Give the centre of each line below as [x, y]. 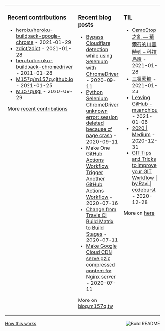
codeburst [144, 190]
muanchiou [145, 110]
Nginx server [101, 276]
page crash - [101, 135]
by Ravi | [142, 183]
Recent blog [95, 18]
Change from [101, 209]
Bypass [95, 37]
